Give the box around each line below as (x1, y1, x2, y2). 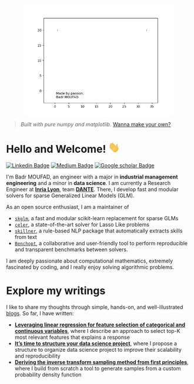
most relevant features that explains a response (14, 334, 131, 341)
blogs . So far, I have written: (6, 309, 74, 316)
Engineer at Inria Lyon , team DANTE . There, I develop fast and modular (6, 186, 179, 193)
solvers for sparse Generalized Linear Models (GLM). (6, 192, 135, 199)
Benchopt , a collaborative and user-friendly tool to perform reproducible (14, 240, 188, 247)
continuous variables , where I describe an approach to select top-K (14, 327, 180, 334)
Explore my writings (6, 284, 106, 298)
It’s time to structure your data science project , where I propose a (14, 339, 178, 347)
